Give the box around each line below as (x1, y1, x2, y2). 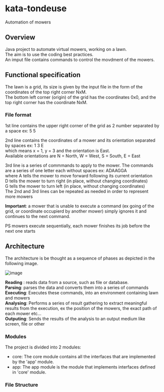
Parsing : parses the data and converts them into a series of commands (5, 284, 149, 290)
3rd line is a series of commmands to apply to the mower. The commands (5, 162, 153, 168)
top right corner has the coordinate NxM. (5, 99, 88, 105)
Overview (5, 33, 36, 42)
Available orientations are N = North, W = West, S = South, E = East (5, 152, 141, 159)
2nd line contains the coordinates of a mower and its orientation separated (5, 137, 156, 143)
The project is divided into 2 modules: (5, 344, 82, 350)
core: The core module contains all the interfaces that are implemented (12, 353, 156, 359)
